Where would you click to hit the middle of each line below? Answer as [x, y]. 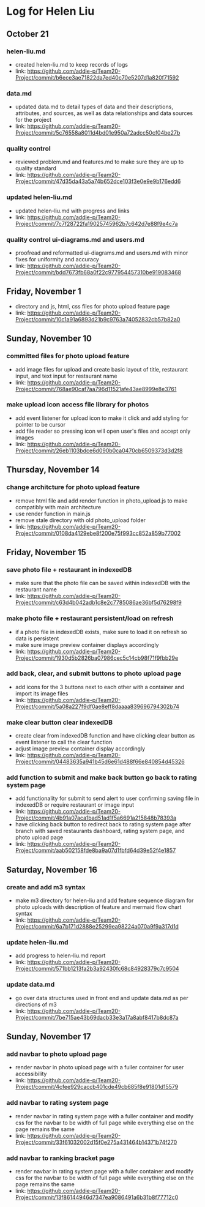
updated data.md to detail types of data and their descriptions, [94, 107]
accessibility [31, 1074]
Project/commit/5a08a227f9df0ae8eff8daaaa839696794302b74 [97, 706]
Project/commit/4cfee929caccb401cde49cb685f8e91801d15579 [97, 1087]
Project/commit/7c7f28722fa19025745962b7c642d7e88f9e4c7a [97, 223]
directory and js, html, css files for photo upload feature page [92, 306]
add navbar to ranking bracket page [61, 1158]
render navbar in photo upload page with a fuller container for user [99, 1067]
